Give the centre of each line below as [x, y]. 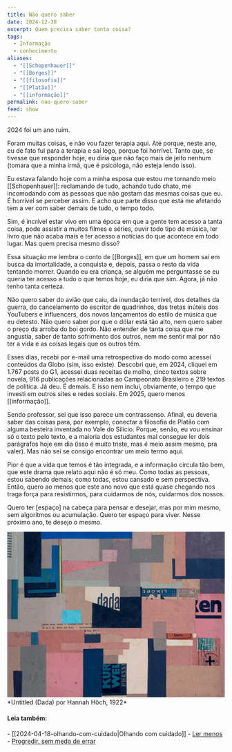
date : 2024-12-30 [32, 22]
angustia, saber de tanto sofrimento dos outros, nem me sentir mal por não [114, 336]
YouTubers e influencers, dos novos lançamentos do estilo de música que [112, 314]
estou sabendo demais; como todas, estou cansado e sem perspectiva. [109, 479]
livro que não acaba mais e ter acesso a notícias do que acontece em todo [113, 236]
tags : [15, 37]
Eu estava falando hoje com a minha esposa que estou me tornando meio [112, 179]
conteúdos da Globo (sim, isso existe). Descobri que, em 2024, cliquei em [112, 364]
